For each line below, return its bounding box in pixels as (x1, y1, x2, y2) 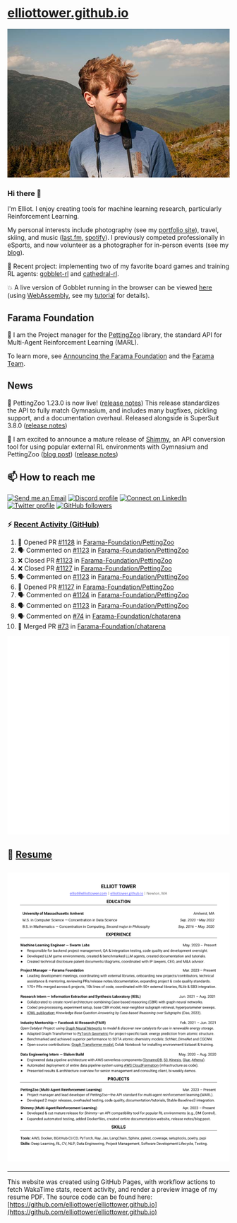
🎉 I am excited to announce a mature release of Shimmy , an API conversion (7, 435, 226, 443)
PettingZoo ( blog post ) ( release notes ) (7, 449, 119, 458)
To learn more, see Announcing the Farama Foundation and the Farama (7, 352, 214, 360)
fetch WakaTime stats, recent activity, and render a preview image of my (7, 1185, 218, 1193)
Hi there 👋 (7, 188, 42, 198)
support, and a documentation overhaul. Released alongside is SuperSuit (7, 413, 219, 422)
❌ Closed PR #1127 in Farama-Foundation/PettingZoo (17, 564, 172, 573)
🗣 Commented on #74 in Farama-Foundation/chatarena (17, 611, 181, 620)
